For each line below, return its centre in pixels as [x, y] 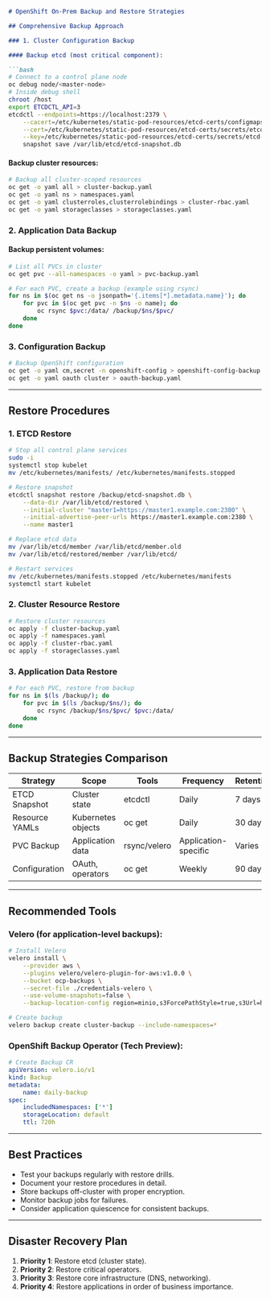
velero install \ [37, 959]
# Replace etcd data [43, 539]
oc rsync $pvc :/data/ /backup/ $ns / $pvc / [106, 311]
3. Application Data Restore [63, 672]
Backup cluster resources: [53, 163]
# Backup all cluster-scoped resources [75, 180]
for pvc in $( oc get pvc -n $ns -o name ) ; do [100, 303]
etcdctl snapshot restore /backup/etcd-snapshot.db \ [100, 495]
